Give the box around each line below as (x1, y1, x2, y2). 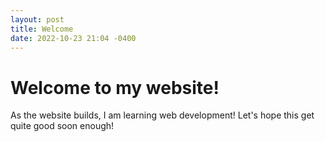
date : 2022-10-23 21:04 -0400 (10, 33, 137, 43)
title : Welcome (10, 24, 74, 34)
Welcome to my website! (10, 76, 220, 99)
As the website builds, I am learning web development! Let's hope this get (10, 109, 315, 121)
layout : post (10, 14, 65, 25)
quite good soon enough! (10, 120, 115, 132)
